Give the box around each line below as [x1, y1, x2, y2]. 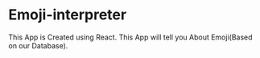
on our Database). [8, 40, 68, 50]
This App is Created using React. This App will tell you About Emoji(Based [8, 32, 253, 42]
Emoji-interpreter [8, 6, 127, 24]
